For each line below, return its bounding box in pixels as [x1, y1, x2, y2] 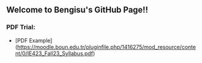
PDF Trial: [6, 23, 36, 31]
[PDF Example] [15, 36, 53, 44]
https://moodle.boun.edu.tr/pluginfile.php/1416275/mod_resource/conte [17, 43, 197, 50]
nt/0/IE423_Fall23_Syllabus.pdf [15, 50, 94, 57]
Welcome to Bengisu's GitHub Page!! [6, 5, 148, 15]
